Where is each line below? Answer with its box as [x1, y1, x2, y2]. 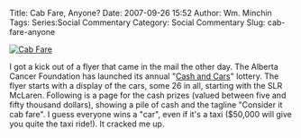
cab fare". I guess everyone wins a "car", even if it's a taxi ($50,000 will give [9, 109, 293, 119]
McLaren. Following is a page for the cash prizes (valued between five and [9, 90, 287, 100]
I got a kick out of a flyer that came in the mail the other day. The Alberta [9, 62, 279, 72]
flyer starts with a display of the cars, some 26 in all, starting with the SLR [9, 81, 283, 91]
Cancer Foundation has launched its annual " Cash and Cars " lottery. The [9, 71, 279, 82]
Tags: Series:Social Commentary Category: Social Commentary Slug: [9, 17, 266, 28]
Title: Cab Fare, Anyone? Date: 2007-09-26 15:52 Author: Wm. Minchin [9, 8, 272, 18]
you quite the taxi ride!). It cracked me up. [9, 118, 165, 129]
